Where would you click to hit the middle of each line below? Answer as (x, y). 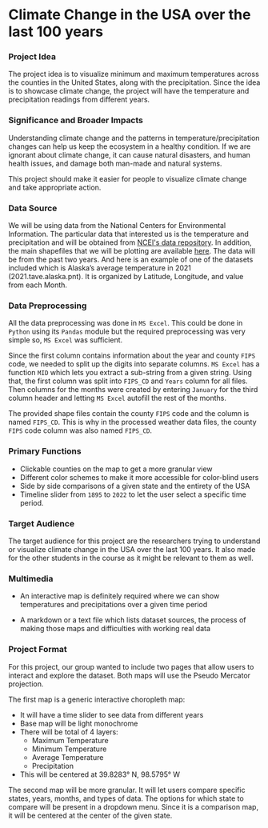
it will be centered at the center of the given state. (90, 815)
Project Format (38, 650)
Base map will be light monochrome (79, 723)
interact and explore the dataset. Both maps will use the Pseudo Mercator (129, 675)
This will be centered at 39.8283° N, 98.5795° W (100, 774)
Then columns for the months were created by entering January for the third (133, 390)
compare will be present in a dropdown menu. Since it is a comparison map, (133, 806)
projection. (26, 684)
